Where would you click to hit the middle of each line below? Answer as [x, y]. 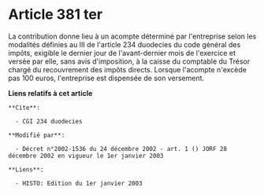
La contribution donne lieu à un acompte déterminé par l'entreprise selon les [132, 36]
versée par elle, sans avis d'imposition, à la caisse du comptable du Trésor [129, 61]
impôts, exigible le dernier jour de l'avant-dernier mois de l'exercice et [122, 53]
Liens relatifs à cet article [50, 93]
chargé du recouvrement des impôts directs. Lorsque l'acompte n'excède [127, 69]
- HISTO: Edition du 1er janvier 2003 [79, 183]
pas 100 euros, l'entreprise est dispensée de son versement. [106, 78]
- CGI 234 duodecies [49, 121]
